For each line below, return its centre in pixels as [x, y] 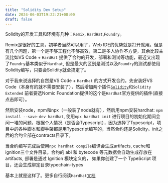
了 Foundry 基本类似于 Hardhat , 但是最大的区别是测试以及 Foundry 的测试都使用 [83, 64]
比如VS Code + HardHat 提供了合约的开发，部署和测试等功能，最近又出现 [85, 57]
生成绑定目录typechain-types [53, 165]
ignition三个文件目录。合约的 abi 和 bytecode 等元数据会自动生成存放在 [78, 152]
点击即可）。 [17, 100]
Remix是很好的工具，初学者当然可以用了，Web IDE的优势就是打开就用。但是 [84, 45]
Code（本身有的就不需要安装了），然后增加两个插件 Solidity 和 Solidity [78, 87]
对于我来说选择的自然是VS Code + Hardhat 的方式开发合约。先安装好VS [79, 80]
